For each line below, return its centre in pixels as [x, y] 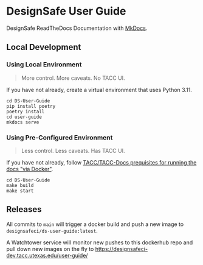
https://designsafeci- [121, 249]
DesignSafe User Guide [66, 11]
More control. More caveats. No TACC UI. [73, 78]
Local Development [44, 47]
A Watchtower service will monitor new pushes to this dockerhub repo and [100, 242]
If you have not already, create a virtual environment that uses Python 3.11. [99, 90]
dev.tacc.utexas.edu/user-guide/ [47, 255]
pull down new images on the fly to [50, 249]
